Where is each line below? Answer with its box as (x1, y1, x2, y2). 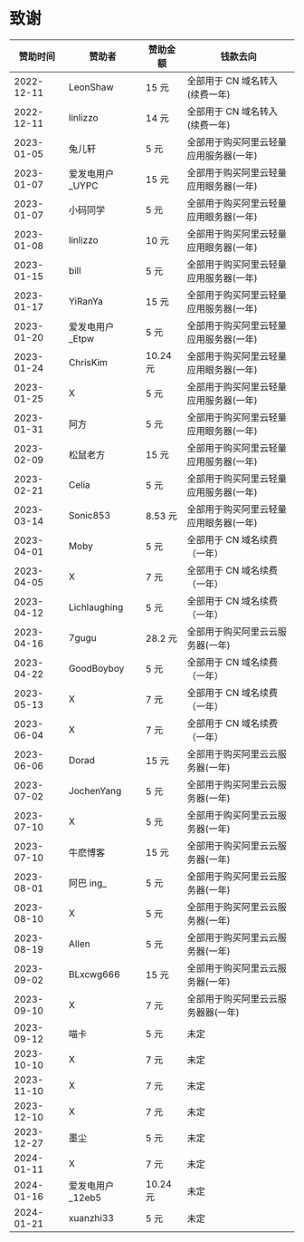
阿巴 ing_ (68, 877, 107, 889)
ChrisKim (68, 355, 109, 368)
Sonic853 (68, 509, 111, 521)
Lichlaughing (68, 600, 124, 613)
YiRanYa (68, 295, 104, 307)
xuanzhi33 (68, 1211, 115, 1224)
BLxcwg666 (68, 967, 120, 980)
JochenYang (68, 784, 122, 797)
